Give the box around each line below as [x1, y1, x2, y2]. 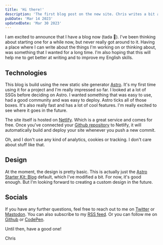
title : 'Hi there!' [5, 7, 45, 12]
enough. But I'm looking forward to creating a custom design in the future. [5, 179, 153, 185]
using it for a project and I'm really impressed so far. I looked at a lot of [5, 87, 147, 93]
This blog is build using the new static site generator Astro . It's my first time [5, 82, 156, 87]
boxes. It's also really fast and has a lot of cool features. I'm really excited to [5, 103, 157, 108]
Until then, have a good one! [5, 226, 62, 231]
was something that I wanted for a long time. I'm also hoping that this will [5, 50, 151, 55]
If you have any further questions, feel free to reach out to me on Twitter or [5, 206, 155, 212]
